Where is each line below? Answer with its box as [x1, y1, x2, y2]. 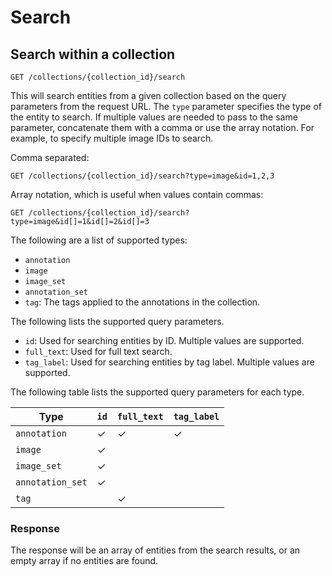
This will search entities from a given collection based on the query [10, 90, 287, 101]
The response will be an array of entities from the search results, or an [10, 544, 301, 556]
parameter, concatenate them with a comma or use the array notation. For [10, 122, 315, 133]
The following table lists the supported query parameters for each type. [10, 386, 305, 398]
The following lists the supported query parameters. [10, 316, 225, 327]
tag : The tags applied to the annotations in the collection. [24, 296, 261, 308]
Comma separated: [10, 152, 90, 163]
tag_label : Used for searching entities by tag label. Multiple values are [24, 356, 315, 368]
